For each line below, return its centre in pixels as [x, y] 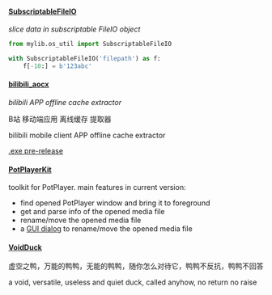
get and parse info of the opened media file [92, 212]
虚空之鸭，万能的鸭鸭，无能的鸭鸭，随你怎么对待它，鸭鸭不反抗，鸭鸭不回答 [136, 266]
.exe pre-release [36, 151]
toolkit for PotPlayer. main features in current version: [97, 188]
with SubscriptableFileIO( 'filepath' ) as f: [85, 59]
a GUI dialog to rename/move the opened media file [106, 229]
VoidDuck [25, 247]
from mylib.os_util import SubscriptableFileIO [90, 44]
